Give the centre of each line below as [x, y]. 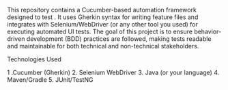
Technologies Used [34, 59]
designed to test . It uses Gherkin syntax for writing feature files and [103, 17]
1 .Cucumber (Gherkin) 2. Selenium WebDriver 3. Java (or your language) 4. [113, 72]
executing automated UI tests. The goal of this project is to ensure [100, 31]
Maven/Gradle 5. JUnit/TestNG [50, 80]
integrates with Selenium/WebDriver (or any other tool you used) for [102, 24]
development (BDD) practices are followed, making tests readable [119, 39]
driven [16, 39]
